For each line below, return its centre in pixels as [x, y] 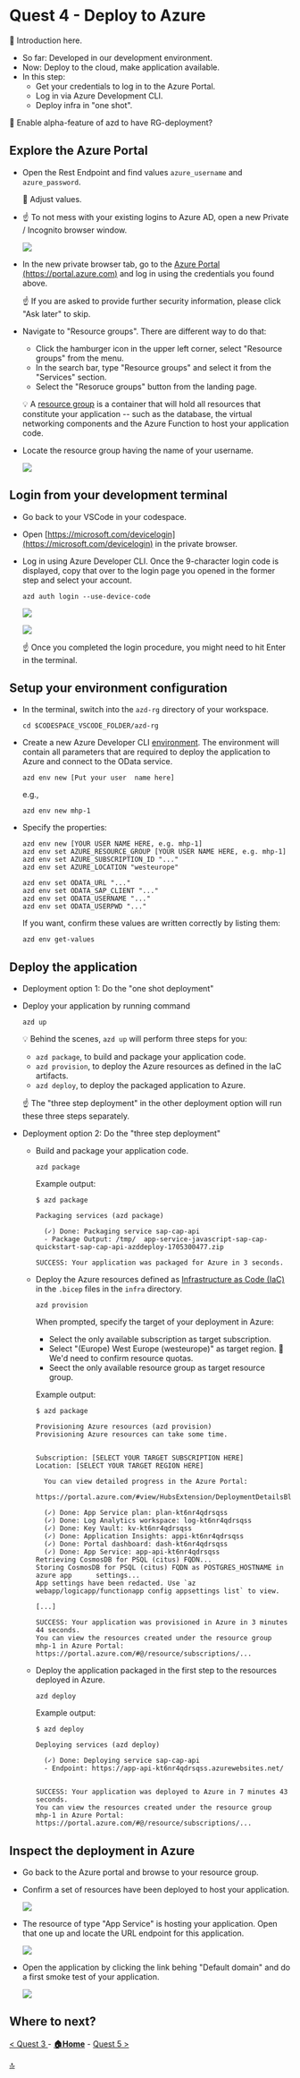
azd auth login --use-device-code [86, 596]
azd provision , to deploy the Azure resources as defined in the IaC [158, 1067]
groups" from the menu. [80, 358]
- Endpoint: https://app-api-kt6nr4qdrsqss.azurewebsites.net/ [163, 1768]
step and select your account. [77, 580]
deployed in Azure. [70, 1680]
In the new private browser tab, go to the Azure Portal [121, 264]
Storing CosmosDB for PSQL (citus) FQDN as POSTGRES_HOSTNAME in [159, 1568]
